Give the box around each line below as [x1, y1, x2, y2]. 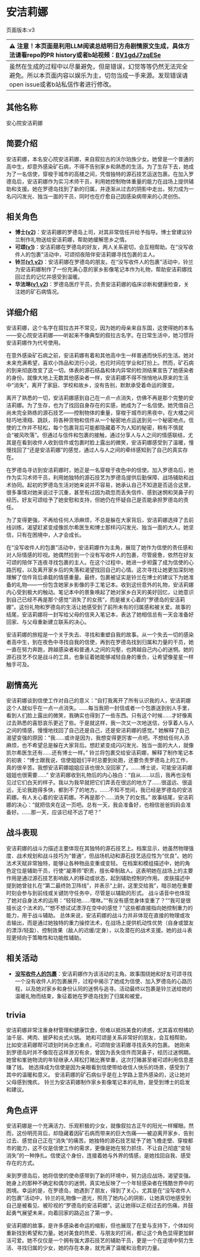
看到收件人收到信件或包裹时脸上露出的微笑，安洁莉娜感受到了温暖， [21, 439, 189, 446]
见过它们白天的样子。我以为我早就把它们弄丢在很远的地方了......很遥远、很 [6, 779, 187, 786]
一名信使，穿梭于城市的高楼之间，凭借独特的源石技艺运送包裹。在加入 [16, 170, 189, 178]
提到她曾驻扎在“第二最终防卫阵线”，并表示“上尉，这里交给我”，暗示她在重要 [6, 882, 193, 889]
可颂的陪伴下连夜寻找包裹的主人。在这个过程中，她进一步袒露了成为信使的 [6, 559, 189, 566]
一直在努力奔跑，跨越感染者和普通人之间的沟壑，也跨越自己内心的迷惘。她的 [6, 646, 194, 653]
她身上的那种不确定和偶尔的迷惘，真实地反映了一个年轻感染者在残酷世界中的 [6, 1180, 194, 1187]
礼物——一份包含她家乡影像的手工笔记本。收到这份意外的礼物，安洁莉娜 [16, 581, 194, 589]
